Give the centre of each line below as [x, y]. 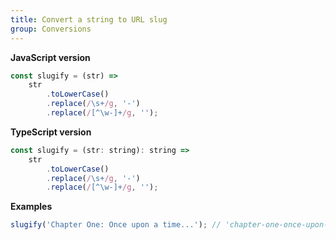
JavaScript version [50, 57]
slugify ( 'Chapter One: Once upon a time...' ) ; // [116, 225]
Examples [31, 207]
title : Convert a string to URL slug [89, 19]
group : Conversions [51, 29]
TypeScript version [51, 132]
